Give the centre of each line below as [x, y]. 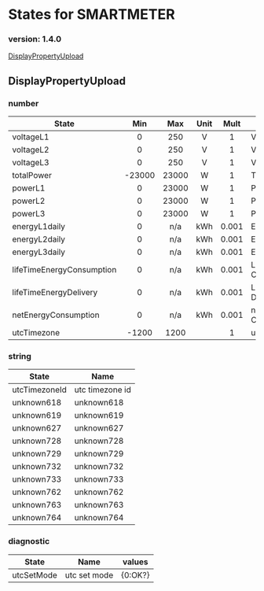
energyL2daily [38, 239]
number [24, 103]
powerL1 [29, 188]
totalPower [32, 175]
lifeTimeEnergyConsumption [64, 270]
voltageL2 [31, 150]
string [20, 356]
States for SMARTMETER [92, 15]
